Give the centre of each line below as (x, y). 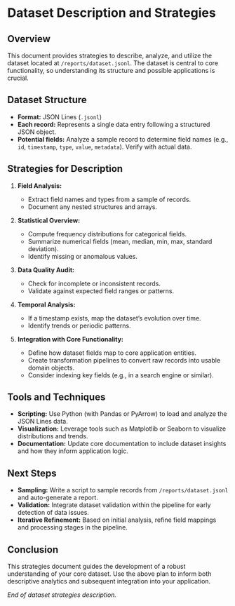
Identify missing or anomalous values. (83, 256)
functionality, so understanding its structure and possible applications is (111, 70)
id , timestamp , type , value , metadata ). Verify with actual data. (105, 147)
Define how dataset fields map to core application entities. (112, 353)
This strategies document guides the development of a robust (96, 567)
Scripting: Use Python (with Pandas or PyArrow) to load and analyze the (122, 414)
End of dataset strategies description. (62, 595)
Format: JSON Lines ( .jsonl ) (60, 116)
